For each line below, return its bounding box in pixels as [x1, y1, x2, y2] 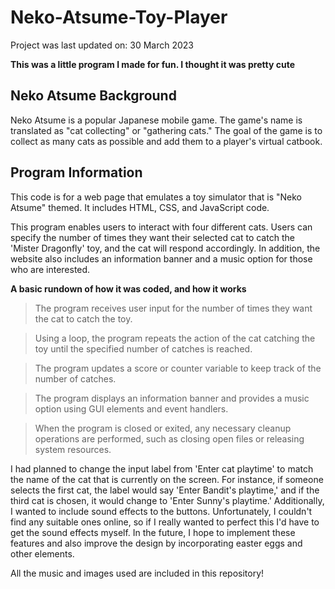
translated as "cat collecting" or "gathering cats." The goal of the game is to [10, 124, 323, 136]
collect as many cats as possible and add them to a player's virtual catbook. [10, 135, 323, 147]
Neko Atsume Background [10, 87, 177, 105]
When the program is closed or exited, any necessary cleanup [34, 422, 292, 434]
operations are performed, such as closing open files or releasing [34, 432, 305, 445]
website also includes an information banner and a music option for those [10, 252, 313, 265]
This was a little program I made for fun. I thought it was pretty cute [10, 58, 295, 70]
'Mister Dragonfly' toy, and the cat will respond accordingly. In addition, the [10, 242, 321, 254]
